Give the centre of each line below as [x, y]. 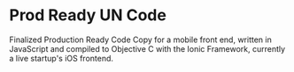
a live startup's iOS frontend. [61, 58]
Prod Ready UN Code [88, 15]
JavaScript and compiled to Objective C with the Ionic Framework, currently [147, 48]
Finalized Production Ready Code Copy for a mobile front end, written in [140, 40]
